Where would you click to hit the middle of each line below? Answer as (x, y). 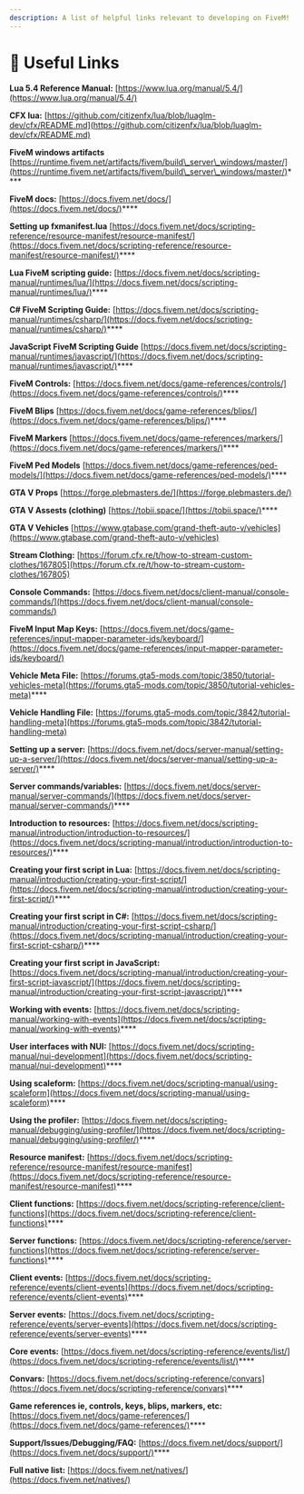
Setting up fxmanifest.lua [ (61, 226)
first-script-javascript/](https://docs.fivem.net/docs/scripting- (125, 981)
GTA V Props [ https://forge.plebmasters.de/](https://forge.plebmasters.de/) (151, 493)
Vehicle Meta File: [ (47, 675)
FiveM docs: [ (36, 199)
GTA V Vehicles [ (42, 527)
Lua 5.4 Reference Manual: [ (64, 88)
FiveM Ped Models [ (48, 465)
